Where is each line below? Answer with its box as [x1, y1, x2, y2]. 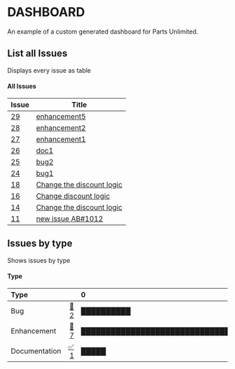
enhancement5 [36, 111, 86, 121]
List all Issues [7, 48, 68, 59]
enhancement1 [36, 134, 86, 144]
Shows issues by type [7, 256, 71, 264]
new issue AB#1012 [36, 214, 104, 224]
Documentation [10, 346, 62, 356]
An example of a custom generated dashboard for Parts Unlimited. [7, 27, 199, 36]
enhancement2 [36, 123, 86, 133]
